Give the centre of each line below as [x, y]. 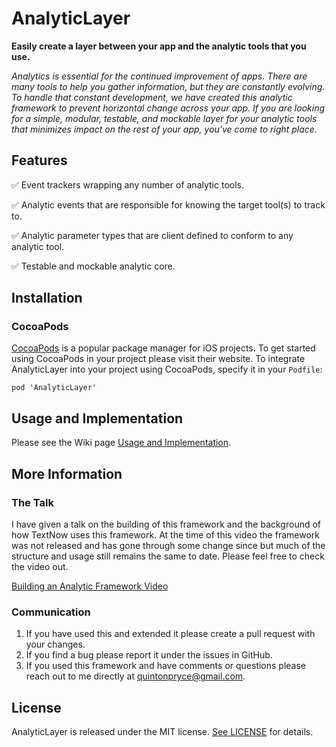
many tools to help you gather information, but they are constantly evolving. [168, 86]
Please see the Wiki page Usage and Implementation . [121, 443]
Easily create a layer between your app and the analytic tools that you [159, 46]
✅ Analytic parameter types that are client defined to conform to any [152, 235]
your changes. [55, 644]
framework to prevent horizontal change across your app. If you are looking [168, 108]
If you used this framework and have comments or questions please [166, 666]
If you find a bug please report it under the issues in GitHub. [149, 655]
